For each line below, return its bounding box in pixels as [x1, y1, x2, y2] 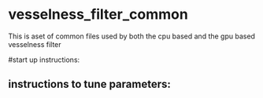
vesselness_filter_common [8, 5, 189, 24]
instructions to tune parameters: [8, 78, 172, 91]
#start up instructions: [8, 55, 80, 64]
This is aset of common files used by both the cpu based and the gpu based [8, 31, 256, 41]
